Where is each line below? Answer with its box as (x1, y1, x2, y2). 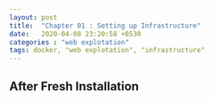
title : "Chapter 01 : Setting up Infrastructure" (9, 21, 201, 30)
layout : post (9, 12, 58, 22)
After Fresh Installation (9, 79, 140, 94)
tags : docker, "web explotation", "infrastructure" (9, 46, 205, 55)
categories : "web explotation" (9, 37, 129, 47)
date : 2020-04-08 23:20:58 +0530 (9, 29, 142, 38)
